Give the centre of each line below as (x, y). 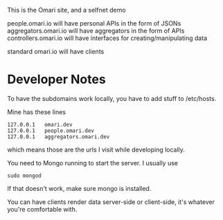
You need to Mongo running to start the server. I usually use (93, 163)
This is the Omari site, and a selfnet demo (66, 10)
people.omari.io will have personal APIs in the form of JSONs (94, 23)
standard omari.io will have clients (56, 52)
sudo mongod (24, 176)
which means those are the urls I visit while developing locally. (96, 149)
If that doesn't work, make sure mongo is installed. (79, 188)
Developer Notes (56, 80)
